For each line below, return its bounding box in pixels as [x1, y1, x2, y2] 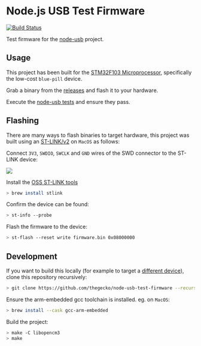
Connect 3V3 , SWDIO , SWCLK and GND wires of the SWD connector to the [6, 149, 176, 157]
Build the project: [6, 318, 48, 325]
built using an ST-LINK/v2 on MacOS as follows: [6, 137, 120, 145]
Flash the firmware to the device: [6, 223, 88, 231]
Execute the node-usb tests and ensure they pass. [6, 98, 130, 105]
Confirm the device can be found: [6, 201, 90, 208]
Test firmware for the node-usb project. [6, 35, 104, 42]
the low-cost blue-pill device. [6, 75, 83, 82]
